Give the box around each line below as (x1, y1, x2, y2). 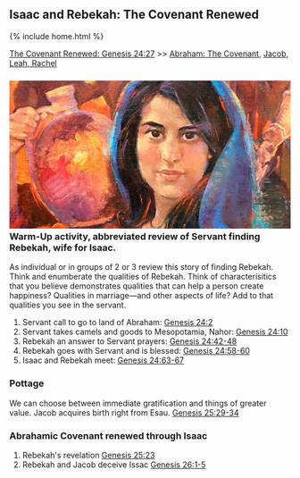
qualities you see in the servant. (9, 299, 127, 311)
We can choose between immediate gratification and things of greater (9, 398, 267, 408)
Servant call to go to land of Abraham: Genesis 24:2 (21, 317, 213, 328)
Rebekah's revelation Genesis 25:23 (21, 450, 155, 461)
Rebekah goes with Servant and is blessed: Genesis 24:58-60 (21, 346, 250, 356)
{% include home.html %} (9, 30, 104, 41)
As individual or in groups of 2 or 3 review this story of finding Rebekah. (9, 262, 274, 273)
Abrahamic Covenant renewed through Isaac (9, 429, 208, 441)
